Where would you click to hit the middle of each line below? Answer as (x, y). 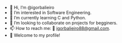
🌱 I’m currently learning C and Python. (48, 18)
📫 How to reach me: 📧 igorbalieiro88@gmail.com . (60, 28)
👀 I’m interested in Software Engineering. (51, 13)
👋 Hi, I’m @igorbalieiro (32, 7)
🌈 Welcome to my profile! (35, 35)
